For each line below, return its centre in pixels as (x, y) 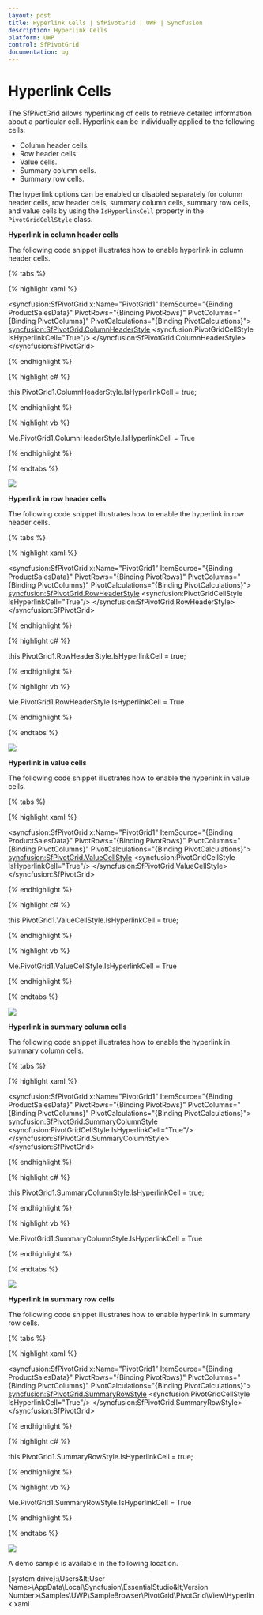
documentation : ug (38, 52)
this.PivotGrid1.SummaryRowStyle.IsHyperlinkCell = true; (101, 1456)
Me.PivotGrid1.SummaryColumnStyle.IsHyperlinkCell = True (105, 1238)
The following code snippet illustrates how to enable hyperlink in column (126, 250)
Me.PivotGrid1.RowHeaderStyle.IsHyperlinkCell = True (96, 702)
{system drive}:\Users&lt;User (56, 1578)
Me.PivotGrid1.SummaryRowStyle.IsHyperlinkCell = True (100, 1502)
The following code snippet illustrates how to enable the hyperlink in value (129, 778)
